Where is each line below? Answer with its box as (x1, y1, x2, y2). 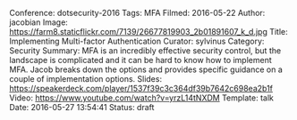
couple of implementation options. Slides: (9, 74, 163, 84)
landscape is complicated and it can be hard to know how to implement (9, 55, 273, 65)
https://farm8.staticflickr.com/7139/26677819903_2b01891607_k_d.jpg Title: (9, 27, 288, 36)
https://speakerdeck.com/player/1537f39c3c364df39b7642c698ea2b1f (9, 84, 274, 93)
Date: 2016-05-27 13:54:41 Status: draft (9, 102, 155, 112)
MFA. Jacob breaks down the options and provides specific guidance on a (9, 64, 284, 75)
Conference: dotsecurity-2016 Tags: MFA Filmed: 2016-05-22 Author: (9, 8, 266, 18)
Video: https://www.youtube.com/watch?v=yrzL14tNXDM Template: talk (9, 92, 275, 103)
